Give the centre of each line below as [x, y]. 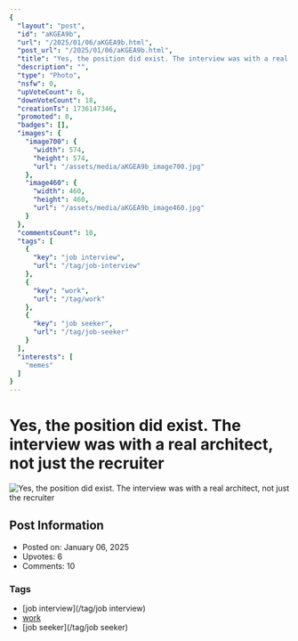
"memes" [39, 365]
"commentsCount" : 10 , [57, 232]
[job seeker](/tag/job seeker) [75, 628]
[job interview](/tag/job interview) [84, 609]
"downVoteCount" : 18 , [57, 100]
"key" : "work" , [61, 290]
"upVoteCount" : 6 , [52, 92]
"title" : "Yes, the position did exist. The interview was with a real [153, 59]
